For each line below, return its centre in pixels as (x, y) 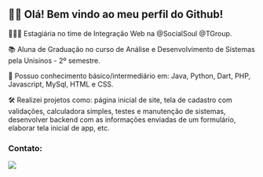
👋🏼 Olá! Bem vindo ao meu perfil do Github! (116, 15)
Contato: (26, 148)
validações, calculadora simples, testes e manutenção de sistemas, (117, 111)
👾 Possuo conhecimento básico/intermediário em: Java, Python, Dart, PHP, (130, 76)
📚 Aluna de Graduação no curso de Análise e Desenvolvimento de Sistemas (131, 49)
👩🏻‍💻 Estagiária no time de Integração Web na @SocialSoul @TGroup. (120, 33)
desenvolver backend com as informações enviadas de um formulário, (122, 120)
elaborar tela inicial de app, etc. (59, 127)
